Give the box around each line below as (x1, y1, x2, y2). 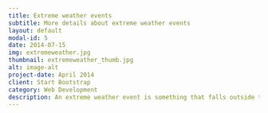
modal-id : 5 (8, 33, 48, 42)
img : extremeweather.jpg (8, 49, 91, 56)
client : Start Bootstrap (8, 78, 91, 86)
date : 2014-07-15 (8, 41, 66, 49)
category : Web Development (8, 85, 98, 94)
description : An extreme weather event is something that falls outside (8, 93, 255, 101)
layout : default (8, 26, 62, 34)
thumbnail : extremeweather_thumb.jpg (8, 56, 134, 64)
